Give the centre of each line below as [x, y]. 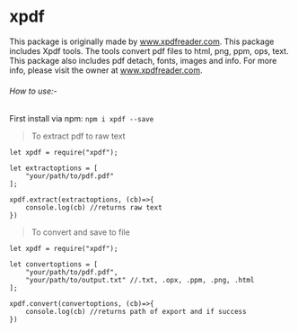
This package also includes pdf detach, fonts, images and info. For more [143, 60]
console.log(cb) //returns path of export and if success [136, 312]
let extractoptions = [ [54, 168]
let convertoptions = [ [54, 265]
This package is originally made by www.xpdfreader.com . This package [142, 41]
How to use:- [33, 91]
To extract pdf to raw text [78, 136]
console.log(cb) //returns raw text [94, 208]
